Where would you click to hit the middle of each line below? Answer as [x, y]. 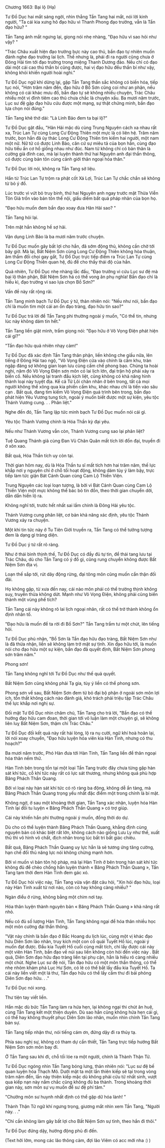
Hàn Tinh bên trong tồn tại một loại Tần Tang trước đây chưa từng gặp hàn [80, 768]
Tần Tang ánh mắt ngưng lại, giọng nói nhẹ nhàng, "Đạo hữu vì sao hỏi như [81, 37]
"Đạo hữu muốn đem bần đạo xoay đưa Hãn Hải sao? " [61, 208]
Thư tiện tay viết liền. [26, 997]
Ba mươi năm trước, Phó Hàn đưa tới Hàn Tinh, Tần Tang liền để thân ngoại [81, 753]
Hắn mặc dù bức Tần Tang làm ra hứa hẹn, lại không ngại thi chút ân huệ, [79, 1007]
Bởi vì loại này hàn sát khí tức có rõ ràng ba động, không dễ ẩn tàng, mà [78, 788]
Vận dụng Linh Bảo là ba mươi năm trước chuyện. [55, 236]
